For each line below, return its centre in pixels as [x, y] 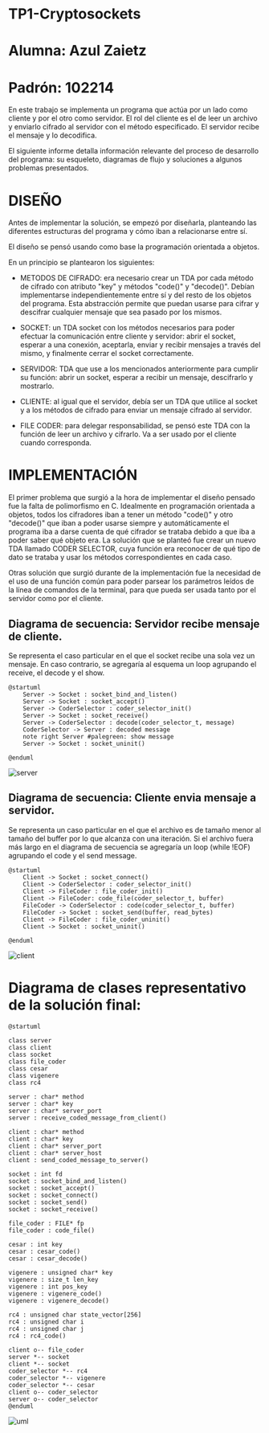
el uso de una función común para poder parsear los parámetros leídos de [131, 581]
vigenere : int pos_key [48, 1287]
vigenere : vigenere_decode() [59, 1300]
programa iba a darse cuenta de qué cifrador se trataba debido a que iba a [132, 532]
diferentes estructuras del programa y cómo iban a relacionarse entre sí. [128, 231]
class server [30, 1040]
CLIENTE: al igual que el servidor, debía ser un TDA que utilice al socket [139, 402]
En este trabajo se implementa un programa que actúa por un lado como [128, 110]
